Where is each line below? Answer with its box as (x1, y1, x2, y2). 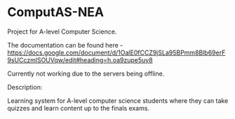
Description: (7, 83, 43, 91)
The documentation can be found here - (7, 41, 123, 49)
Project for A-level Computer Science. (7, 27, 117, 36)
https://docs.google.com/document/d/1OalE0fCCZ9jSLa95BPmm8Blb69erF (7, 48, 226, 57)
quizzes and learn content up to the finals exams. (7, 104, 149, 112)
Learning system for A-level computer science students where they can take (7, 96, 229, 105)
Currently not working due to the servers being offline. (7, 69, 165, 78)
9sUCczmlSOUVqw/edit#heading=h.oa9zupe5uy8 (7, 55, 153, 64)
